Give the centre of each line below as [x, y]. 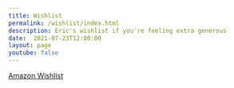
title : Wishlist [35, 16]
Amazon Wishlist [36, 76]
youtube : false [34, 53]
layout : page [30, 46]
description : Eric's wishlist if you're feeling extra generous [117, 30]
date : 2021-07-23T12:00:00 [55, 38]
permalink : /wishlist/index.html [64, 23]
